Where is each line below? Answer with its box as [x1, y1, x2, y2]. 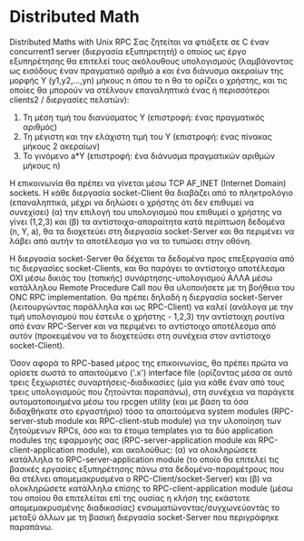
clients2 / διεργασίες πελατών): [9, 93, 130, 105]
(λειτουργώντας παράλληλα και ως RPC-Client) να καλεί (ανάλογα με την [9, 301, 294, 312]
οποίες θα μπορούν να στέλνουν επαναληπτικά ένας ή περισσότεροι [9, 84, 270, 95]
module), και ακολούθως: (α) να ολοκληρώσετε [76, 444, 258, 455]
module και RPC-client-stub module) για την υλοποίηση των [54, 415, 282, 426]
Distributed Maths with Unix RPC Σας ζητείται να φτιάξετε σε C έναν [9, 36, 270, 47]
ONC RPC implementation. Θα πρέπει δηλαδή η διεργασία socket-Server [9, 291, 283, 302]
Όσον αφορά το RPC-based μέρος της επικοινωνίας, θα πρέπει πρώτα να [9, 357, 289, 369]
